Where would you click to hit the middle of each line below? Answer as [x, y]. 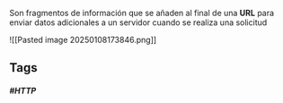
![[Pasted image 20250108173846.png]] [83, 40]
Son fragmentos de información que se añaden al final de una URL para [142, 13]
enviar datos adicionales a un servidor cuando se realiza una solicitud [138, 22]
